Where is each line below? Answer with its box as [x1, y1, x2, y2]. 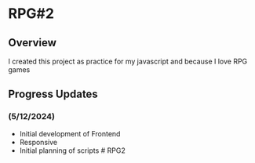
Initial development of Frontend [19, 129, 121, 138]
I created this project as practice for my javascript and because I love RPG [8, 56, 248, 66]
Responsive [19, 137, 57, 147]
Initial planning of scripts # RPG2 [19, 146, 126, 155]
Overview [8, 36, 57, 49]
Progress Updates [8, 88, 98, 101]
